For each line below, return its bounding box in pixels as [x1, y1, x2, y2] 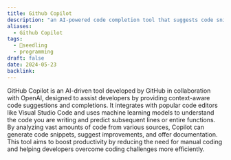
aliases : [7, 23, 32, 30]
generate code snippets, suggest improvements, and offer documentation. [7, 130, 218, 138]
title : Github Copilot [7, 10, 72, 17]
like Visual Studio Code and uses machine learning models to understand [7, 108, 214, 117]
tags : [7, 36, 23, 43]
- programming [13, 49, 54, 56]
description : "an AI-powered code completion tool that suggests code [7, 16, 214, 23]
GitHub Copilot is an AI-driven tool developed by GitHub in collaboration [7, 87, 211, 95]
